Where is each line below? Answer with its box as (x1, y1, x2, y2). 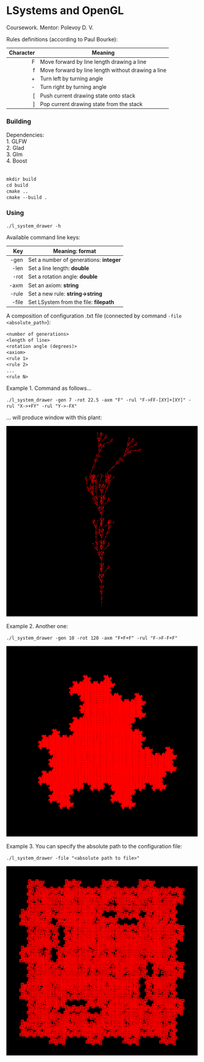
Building (6, 117, 32, 126)
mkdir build (6, 176, 36, 182)
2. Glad (6, 144, 24, 151)
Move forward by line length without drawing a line (40, 66, 167, 74)
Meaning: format (53, 247, 97, 255)
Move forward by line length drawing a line (40, 58, 147, 65)
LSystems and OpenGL (6, 4, 124, 18)
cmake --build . (6, 194, 47, 200)
